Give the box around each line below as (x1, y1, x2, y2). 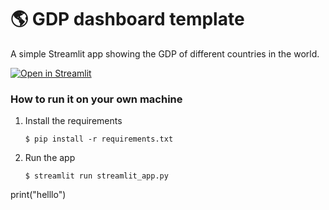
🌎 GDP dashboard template (10, 8, 245, 31)
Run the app (24, 152, 76, 164)
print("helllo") (10, 189, 67, 201)
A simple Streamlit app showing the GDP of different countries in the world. (10, 47, 320, 60)
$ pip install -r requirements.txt (24, 134, 174, 145)
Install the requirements (24, 115, 123, 127)
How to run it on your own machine (10, 92, 183, 106)
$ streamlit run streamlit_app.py (24, 171, 169, 181)
